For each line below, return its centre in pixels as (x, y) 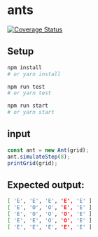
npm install (24, 67)
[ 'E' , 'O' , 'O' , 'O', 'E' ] (50, 214)
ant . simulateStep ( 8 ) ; (39, 157)
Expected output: (46, 185)
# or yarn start (31, 113)
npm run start (28, 106)
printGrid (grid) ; (33, 163)
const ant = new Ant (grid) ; (48, 150)
